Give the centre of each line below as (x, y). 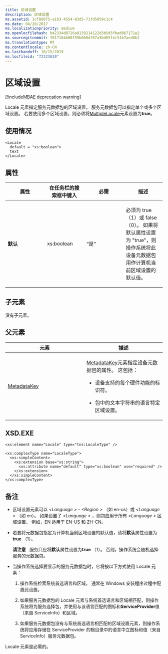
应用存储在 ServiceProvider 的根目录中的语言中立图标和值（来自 (95, 630)
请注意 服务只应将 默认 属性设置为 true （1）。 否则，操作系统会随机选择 (85, 550)
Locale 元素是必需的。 (28, 646)
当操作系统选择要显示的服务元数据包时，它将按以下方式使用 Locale (81, 566)
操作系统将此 (141, 248)
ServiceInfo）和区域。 (57, 613)
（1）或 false (141, 217)
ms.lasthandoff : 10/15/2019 (34, 52)
